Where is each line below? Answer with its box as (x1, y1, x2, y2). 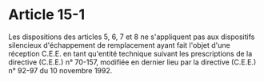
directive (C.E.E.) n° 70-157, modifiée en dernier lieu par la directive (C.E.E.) (8, 57, 257, 67)
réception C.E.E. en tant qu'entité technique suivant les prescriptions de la (8, 49, 253, 58)
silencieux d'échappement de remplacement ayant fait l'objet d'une (8, 40, 230, 49)
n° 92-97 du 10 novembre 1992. (8, 65, 113, 75)
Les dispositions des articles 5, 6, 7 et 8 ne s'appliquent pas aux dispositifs (8, 32, 255, 41)
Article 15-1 (8, 6, 86, 24)
